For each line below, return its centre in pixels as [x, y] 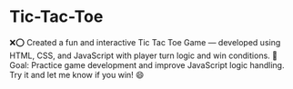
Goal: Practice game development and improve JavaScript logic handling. [147, 64]
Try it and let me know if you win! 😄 [77, 74]
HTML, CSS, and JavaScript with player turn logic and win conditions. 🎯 [143, 55]
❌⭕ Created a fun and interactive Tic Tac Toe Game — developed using [145, 42]
